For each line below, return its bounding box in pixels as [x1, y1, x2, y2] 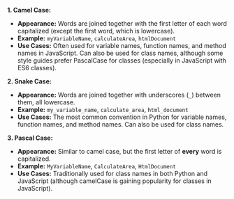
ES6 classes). [17, 64, 57, 72]
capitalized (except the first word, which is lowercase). [17, 27, 175, 35]
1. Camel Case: [7, 6, 51, 14]
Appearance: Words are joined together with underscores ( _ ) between [17, 90, 221, 99]
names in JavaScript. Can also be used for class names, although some [17, 49, 224, 57]
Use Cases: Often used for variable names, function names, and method [17, 42, 227, 49]
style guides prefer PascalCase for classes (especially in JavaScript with [17, 56, 227, 65]
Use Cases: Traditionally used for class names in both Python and [17, 170, 208, 177]
